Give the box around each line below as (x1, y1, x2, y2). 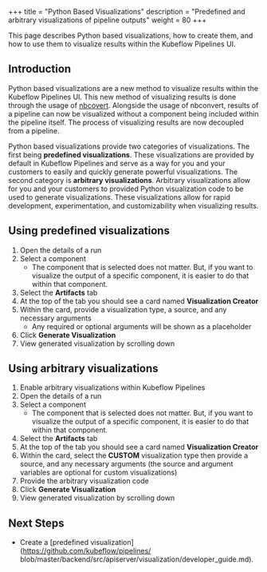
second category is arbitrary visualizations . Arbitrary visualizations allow (8, 175, 251, 185)
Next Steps (8, 516, 65, 530)
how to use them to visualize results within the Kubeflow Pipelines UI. (8, 39, 236, 49)
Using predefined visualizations (8, 224, 170, 238)
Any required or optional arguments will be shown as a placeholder (31, 321, 252, 331)
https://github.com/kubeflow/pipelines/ (22, 546, 151, 556)
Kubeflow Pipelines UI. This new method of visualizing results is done (8, 92, 237, 101)
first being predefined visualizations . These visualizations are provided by (8, 149, 255, 159)
